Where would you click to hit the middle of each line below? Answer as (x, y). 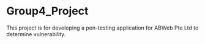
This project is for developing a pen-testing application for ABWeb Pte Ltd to (102, 28)
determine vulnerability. (36, 34)
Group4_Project (47, 11)
